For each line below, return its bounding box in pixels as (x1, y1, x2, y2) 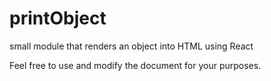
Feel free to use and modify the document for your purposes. (9, 59, 262, 71)
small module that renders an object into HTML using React (9, 40, 254, 52)
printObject (9, 7, 107, 30)
